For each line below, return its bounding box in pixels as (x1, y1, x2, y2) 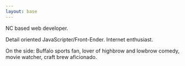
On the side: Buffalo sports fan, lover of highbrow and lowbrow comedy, (5, 47, 180, 54)
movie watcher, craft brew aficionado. (5, 53, 97, 60)
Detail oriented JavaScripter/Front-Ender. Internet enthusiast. (5, 36, 153, 43)
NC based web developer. (5, 25, 69, 32)
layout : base (5, 8, 38, 15)
